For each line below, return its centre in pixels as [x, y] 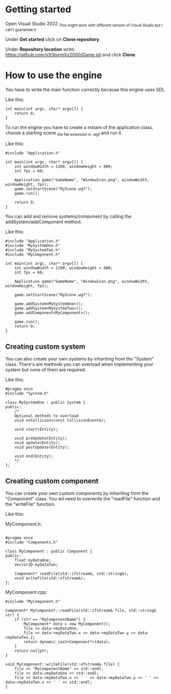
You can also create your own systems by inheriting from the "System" [80, 359]
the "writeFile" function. [30, 504]
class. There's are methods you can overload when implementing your [79, 364]
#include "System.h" [27, 394]
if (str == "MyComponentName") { [50, 620]
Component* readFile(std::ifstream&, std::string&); [72, 574]
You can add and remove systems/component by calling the [68, 217]
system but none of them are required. [46, 370]
